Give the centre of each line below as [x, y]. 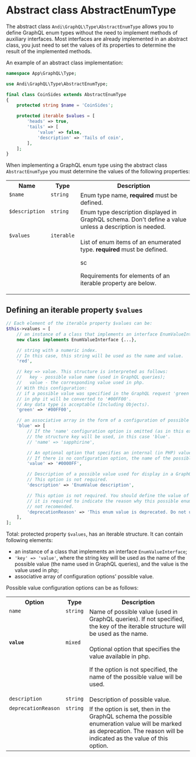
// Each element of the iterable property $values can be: [79, 323]
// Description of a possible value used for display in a [100, 474]
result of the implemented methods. [49, 51]
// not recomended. [51, 506]
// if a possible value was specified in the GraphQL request [94, 393]
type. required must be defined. [124, 249]
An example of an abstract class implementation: [65, 63]
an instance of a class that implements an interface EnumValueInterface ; [101, 552]
